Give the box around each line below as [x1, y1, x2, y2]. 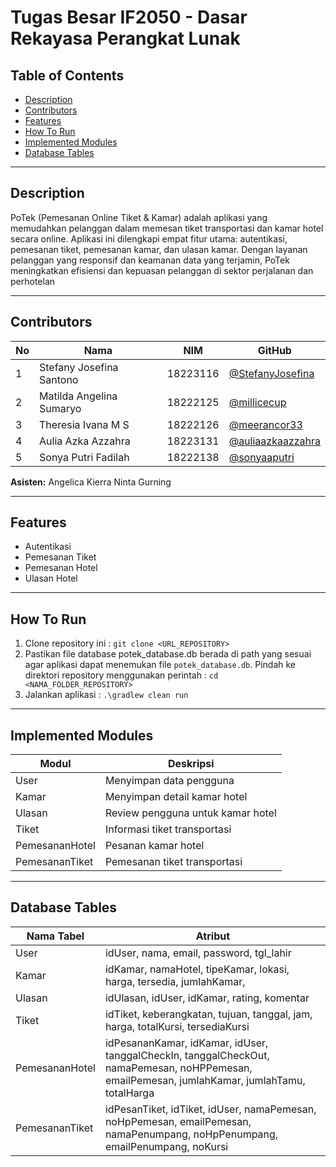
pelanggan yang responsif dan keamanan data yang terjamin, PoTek [10, 254, 290, 266]
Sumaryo [39, 401, 82, 415]
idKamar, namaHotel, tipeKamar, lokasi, [104, 962, 290, 976]
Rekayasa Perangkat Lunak [10, 27, 241, 50]
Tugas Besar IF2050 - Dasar [10, 6, 248, 29]
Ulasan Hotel [24, 572, 78, 585]
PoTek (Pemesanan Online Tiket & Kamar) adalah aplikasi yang [10, 211, 268, 223]
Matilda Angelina [39, 389, 118, 403]
